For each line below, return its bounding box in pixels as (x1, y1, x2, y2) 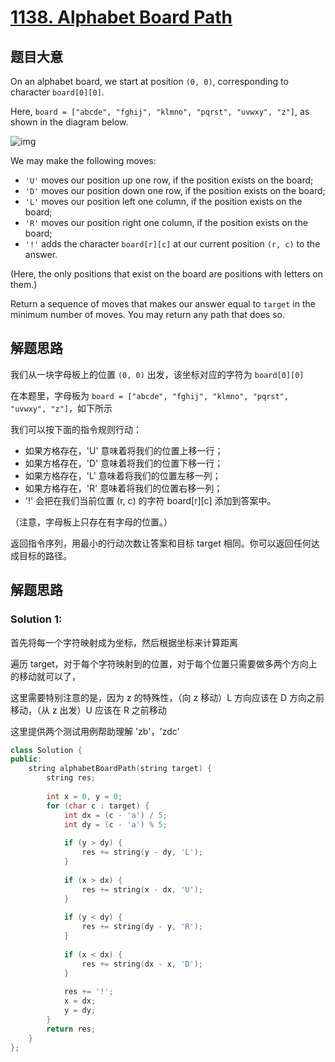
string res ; (46, 773, 97, 783)
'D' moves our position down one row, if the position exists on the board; (24, 185, 326, 196)
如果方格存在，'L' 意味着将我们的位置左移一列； (24, 469, 222, 481)
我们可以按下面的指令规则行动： (10, 423, 142, 435)
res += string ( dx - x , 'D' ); (81, 959, 203, 969)
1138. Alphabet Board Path (10, 6, 233, 29)
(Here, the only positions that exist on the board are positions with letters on (10, 268, 323, 280)
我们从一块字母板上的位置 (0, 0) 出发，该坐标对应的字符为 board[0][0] (10, 368, 305, 380)
